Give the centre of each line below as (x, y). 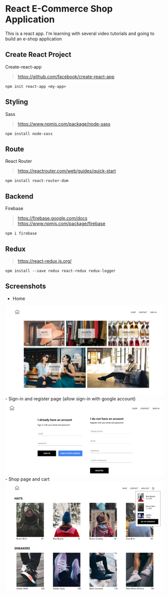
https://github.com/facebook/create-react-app (66, 77)
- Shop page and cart (27, 479)
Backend (19, 196)
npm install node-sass (29, 134)
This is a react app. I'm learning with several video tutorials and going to (80, 33)
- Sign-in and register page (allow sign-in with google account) (70, 399)
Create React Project (38, 55)
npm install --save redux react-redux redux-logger (60, 271)
